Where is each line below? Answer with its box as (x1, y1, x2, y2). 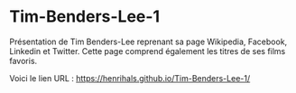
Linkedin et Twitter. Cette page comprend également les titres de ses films (9, 45, 286, 56)
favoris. (9, 55, 38, 66)
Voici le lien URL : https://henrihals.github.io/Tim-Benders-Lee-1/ (9, 72, 251, 83)
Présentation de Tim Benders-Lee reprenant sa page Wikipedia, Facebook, (9, 36, 288, 47)
